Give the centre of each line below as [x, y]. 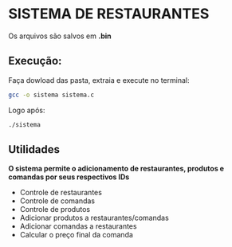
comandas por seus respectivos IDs [69, 177]
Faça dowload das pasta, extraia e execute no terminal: [99, 80]
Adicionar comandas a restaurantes [78, 226]
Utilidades [34, 149]
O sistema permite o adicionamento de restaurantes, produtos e [116, 169]
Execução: [35, 61]
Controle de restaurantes [61, 193]
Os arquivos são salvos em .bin [60, 36]
